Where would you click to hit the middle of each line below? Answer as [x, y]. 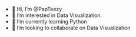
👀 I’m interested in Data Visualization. [57, 15]
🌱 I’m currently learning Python [49, 21]
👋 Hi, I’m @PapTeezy [37, 9]
